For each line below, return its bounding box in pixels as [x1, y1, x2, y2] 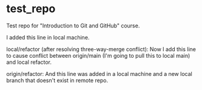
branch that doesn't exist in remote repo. [6, 77, 108, 84]
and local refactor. [6, 58, 52, 66]
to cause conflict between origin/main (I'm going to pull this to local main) [6, 52, 190, 59]
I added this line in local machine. [6, 33, 90, 41]
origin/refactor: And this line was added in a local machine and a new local [6, 70, 192, 77]
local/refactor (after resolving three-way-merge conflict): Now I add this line [6, 45, 196, 53]
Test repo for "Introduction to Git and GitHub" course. [6, 22, 140, 29]
